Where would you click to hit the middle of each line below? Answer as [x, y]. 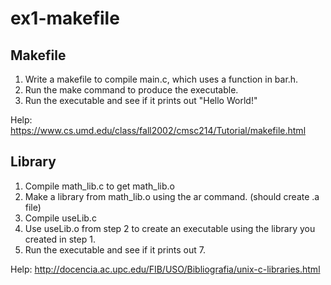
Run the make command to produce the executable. [131, 90]
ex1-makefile [65, 18]
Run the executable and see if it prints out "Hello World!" [141, 100]
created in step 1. [60, 239]
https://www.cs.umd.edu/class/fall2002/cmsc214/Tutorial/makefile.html [158, 130]
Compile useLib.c [60, 218]
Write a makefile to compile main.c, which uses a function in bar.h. [161, 79]
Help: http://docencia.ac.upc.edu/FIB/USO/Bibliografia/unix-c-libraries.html [165, 269]
